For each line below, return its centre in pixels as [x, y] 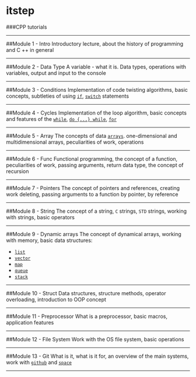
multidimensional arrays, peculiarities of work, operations [75, 142]
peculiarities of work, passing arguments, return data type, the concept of [95, 165]
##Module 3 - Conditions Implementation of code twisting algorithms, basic [97, 89]
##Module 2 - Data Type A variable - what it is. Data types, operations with [96, 67]
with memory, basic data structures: [49, 240]
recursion [17, 171]
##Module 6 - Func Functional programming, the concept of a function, [92, 158]
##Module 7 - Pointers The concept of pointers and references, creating [93, 188]
